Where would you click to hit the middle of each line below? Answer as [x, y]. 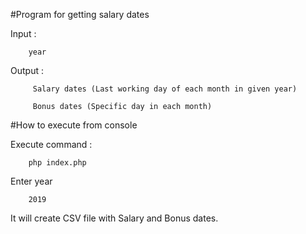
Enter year [31, 181]
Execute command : [51, 144]
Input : [23, 33]
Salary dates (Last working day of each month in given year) [165, 89]
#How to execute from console [74, 125]
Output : [27, 70]
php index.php [57, 163]
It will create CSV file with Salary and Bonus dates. [114, 218]
